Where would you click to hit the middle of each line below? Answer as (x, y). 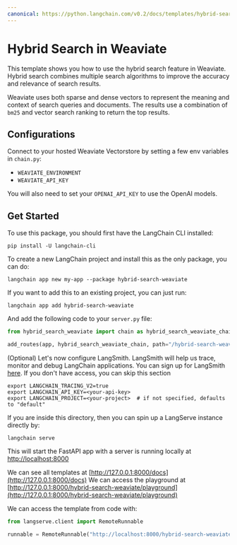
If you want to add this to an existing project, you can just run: (97, 293)
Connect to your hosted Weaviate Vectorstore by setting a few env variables (118, 151)
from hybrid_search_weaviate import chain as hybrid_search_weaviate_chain (121, 332)
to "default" (26, 404)
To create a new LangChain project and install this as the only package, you (117, 259)
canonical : (23, 14)
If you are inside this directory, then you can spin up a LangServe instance (115, 417)
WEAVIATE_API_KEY (43, 181)
